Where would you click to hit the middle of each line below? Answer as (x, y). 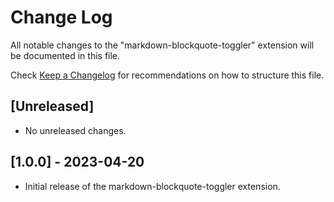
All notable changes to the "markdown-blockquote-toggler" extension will (162, 45)
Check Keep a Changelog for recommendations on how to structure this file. (167, 75)
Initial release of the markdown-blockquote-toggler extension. (152, 186)
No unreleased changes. (75, 130)
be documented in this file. (65, 55)
